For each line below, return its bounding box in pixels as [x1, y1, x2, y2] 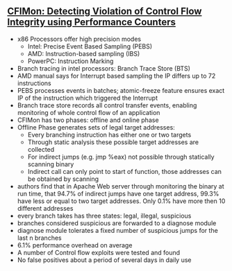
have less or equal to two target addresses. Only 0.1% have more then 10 [17, 197, 226, 205]
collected [27, 145, 55, 153]
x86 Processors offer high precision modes [17, 35, 141, 43]
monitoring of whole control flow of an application [17, 108, 160, 116]
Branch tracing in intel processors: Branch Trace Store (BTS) [17, 64, 191, 72]
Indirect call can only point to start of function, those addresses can [27, 167, 222, 175]
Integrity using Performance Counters [7, 17, 176, 28]
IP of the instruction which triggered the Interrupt [17, 94, 158, 102]
